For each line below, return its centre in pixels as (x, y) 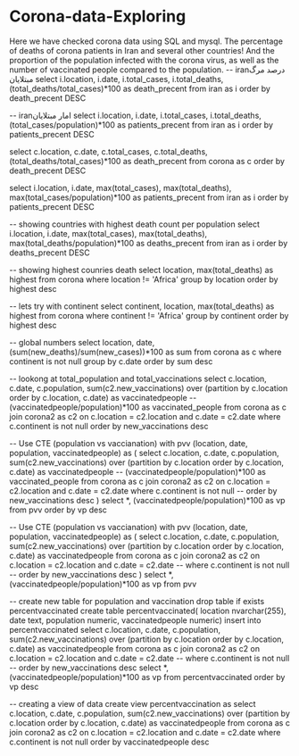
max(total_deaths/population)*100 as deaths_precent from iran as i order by (149, 243)
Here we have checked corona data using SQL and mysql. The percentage (146, 41)
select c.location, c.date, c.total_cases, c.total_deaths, (108, 151)
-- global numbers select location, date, (82, 342)
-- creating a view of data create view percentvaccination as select (133, 703)
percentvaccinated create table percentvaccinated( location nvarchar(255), (148, 611)
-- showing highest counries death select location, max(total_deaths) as (141, 270)
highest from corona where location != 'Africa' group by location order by (144, 279)
